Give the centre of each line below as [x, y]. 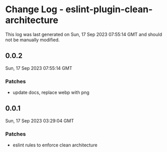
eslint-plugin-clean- [109, 9]
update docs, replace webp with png [51, 92]
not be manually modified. [32, 40]
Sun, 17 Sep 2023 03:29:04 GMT [40, 120]
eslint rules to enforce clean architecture [55, 145]
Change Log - [35, 9]
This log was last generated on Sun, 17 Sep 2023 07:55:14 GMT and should [84, 34]
